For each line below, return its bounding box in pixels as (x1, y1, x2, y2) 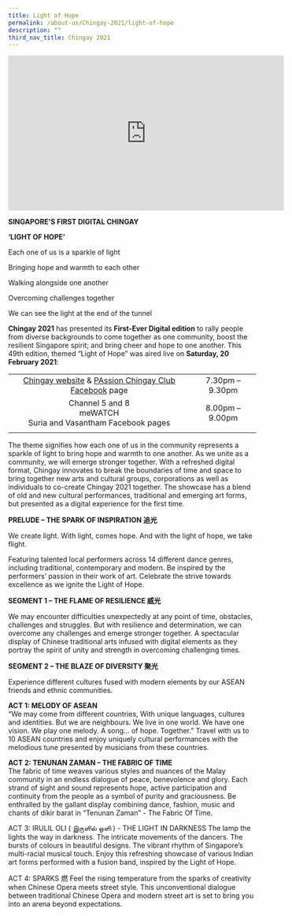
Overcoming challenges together (8, 293, 115, 303)
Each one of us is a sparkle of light (8, 247, 120, 257)
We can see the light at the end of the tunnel (8, 309, 152, 318)
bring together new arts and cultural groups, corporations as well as (8, 474, 229, 484)
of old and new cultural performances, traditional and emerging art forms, (8, 491, 247, 500)
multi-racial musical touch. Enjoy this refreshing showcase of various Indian (8, 849, 253, 859)
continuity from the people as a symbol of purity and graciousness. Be (8, 792, 237, 801)
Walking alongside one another (8, 278, 109, 287)
